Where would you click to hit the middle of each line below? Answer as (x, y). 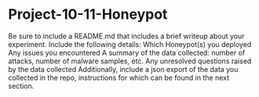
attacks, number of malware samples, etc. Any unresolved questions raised (130, 61)
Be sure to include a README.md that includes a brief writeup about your (126, 36)
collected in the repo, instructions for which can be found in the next (119, 77)
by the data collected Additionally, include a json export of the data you (123, 69)
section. (21, 86)
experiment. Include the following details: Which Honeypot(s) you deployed (130, 44)
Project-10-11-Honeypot (88, 14)
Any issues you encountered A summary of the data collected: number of (127, 52)
